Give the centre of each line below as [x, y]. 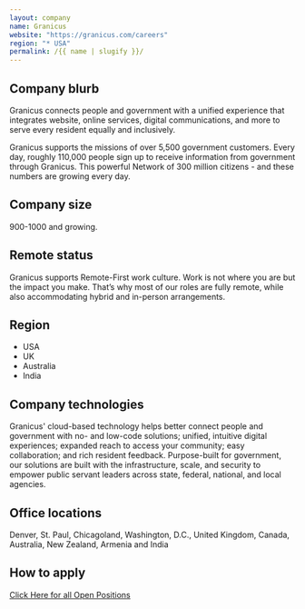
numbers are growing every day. [70, 176]
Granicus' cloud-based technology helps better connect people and [136, 426]
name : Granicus [38, 26]
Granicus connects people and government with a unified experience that [147, 110]
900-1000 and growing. [54, 226]
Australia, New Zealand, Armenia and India [89, 544]
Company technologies [77, 404]
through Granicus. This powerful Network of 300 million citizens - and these [152, 166]
